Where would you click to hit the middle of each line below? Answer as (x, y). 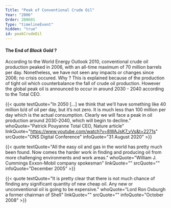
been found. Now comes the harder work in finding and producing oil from (83, 152)
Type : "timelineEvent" (29, 24)
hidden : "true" (21, 29)
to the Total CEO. (23, 94)
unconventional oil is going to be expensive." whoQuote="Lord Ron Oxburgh (86, 190)
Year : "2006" (19, 15)
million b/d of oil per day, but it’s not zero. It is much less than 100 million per (86, 110)
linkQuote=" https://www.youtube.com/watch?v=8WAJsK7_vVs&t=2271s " (82, 132)
